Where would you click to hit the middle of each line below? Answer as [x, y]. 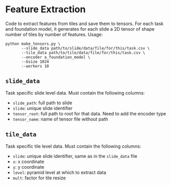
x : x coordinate [28, 161]
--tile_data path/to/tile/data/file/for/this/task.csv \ [83, 53]
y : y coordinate [28, 167]
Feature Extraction [46, 9]
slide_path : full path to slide [42, 103]
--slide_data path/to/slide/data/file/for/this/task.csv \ [85, 48]
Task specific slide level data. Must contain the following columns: [75, 92]
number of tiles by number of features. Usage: [54, 34]
